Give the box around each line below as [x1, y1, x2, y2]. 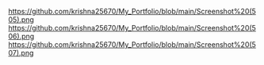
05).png [8, 15, 34, 24]
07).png [8, 49, 34, 57]
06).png [8, 31, 35, 41]
